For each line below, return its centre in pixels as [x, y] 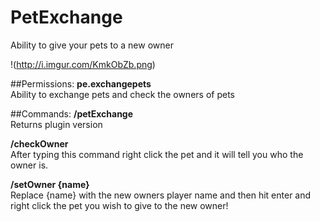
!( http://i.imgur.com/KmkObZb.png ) [83, 64]
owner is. [29, 165]
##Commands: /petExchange [72, 113]
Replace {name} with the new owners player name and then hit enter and [161, 195]
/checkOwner [39, 143]
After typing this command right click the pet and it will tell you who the [157, 154]
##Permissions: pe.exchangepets [81, 83]
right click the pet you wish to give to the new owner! [119, 205]
